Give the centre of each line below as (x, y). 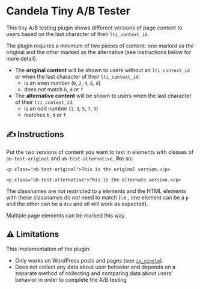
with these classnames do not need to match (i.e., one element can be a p (98, 197)
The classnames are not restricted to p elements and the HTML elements (96, 191)
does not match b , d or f (54, 89)
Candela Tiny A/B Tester (68, 11)
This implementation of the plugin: (49, 249)
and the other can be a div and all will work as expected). (77, 204)
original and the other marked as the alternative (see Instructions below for (99, 52)
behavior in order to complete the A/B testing (71, 279)
